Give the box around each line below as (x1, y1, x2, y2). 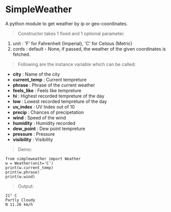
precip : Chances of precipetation (12, 109, 84, 115)
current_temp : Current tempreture (12, 76, 87, 82)
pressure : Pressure (12, 131, 55, 137)
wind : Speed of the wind (12, 114, 66, 121)
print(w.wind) (5, 174, 36, 179)
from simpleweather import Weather (5, 156, 81, 161)
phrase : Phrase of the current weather (12, 82, 95, 88)
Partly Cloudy (5, 197, 36, 203)
